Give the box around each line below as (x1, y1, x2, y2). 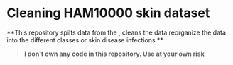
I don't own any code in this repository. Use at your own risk (23, 49, 205, 58)
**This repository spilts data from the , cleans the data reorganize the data (6, 28, 227, 37)
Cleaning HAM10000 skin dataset (6, 5, 210, 21)
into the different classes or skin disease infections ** (6, 35, 164, 44)
